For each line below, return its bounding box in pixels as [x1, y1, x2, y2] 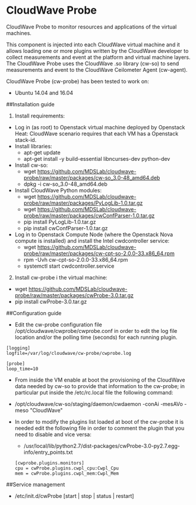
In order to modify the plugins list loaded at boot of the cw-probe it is [14, 418, 184, 425]
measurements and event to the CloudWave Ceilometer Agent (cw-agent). [6, 66, 188, 73]
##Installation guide [6, 100, 55, 107]
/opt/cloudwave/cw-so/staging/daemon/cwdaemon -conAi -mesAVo [14, 400, 183, 407]
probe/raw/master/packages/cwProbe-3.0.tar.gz [14, 291, 134, 298]
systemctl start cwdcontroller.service [23, 262, 115, 269]
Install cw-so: [14, 161, 48, 169]
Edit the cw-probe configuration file [14, 321, 102, 328]
